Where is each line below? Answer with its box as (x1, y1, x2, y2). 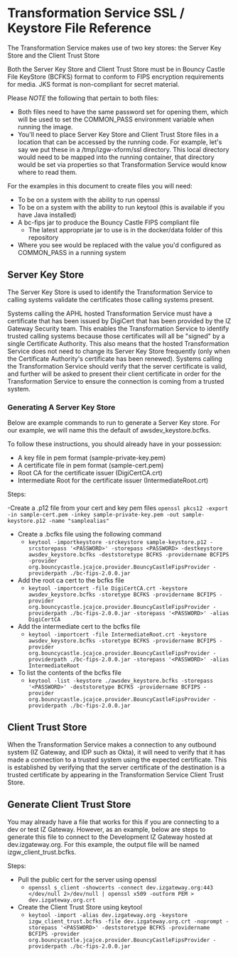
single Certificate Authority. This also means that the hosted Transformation (7, 339, 229, 347)
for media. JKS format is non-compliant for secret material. (7, 80, 180, 88)
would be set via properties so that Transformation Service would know (17, 160, 227, 168)
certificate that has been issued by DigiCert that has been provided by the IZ (7, 316, 232, 325)
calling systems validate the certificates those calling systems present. (7, 295, 215, 303)
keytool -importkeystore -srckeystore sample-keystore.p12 (28, 539, 207, 546)
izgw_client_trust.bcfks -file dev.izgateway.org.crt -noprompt (28, 918, 223, 925)
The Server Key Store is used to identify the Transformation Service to (7, 288, 213, 296)
